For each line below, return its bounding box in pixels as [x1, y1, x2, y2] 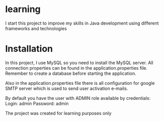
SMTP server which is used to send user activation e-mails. [5, 85, 128, 91]
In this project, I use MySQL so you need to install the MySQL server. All [5, 59, 154, 66]
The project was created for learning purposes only [5, 110, 112, 116]
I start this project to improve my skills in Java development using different [5, 20, 159, 26]
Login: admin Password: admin [5, 100, 69, 106]
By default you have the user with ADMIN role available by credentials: [5, 95, 150, 101]
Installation [5, 43, 53, 55]
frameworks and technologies [5, 25, 67, 31]
